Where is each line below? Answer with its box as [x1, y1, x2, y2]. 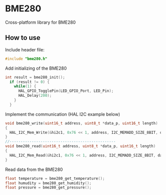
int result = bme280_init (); [5, 75, 65, 79]
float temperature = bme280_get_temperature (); [5, 176, 105, 181]
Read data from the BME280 [5, 166, 63, 172]
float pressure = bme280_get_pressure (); [5, 185, 92, 190]
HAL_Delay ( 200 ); [18, 93, 52, 98]
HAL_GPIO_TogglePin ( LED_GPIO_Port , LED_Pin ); [18, 88, 114, 94]
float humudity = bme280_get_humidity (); [5, 181, 92, 186]
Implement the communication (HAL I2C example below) [5, 111, 120, 117]
